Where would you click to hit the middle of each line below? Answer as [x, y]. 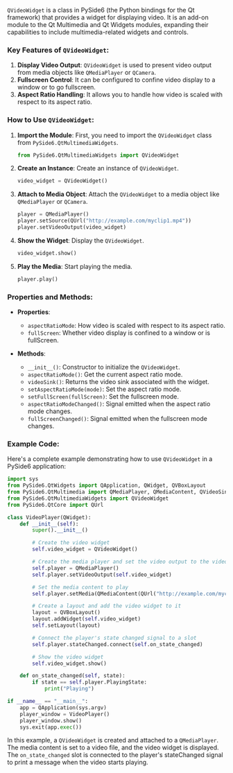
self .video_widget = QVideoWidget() [85, 549]
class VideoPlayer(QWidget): [49, 517]
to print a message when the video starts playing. [78, 763]
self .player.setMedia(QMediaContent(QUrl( [94, 593]
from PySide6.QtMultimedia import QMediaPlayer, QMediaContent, [102, 492]
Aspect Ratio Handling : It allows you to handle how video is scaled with [120, 95]
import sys [23, 479]
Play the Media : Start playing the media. [75, 266]
